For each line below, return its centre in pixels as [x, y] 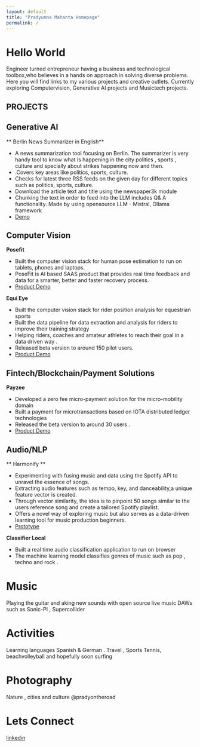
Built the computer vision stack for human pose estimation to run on [98, 261]
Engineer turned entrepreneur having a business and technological [88, 69]
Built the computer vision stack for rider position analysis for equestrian [103, 310]
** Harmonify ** [26, 464]
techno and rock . [36, 562]
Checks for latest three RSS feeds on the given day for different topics [101, 178]
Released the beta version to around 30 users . [72, 424]
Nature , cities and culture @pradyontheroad [61, 697]
